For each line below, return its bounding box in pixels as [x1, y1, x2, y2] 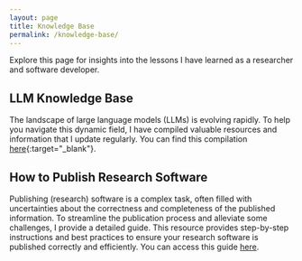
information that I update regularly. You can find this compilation [9, 134, 248, 144]
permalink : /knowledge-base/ [9, 30, 119, 39]
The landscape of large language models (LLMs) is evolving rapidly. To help [9, 115, 291, 126]
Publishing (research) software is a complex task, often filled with [9, 193, 252, 204]
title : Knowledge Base [9, 22, 95, 31]
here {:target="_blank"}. [9, 144, 96, 154]
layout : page [9, 13, 59, 23]
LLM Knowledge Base [9, 90, 133, 106]
